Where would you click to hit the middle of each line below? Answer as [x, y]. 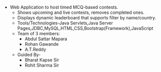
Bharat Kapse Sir [42, 60]
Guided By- [29, 55]
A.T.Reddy [35, 49]
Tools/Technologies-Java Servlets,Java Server [65, 23]
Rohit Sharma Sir [42, 65]
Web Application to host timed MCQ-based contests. [64, 7]
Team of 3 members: [39, 34]
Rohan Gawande [41, 44]
